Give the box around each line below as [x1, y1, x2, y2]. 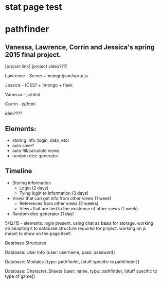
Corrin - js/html [5, 101, 36, 107]
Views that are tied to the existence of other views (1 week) [19, 205, 138, 211]
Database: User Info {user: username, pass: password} [5, 249, 115, 255]
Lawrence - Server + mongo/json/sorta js [5, 73, 88, 79]
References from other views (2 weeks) [19, 200, 99, 206]
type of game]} [5, 273, 36, 279]
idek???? [5, 111, 23, 117]
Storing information [12, 180, 51, 185]
